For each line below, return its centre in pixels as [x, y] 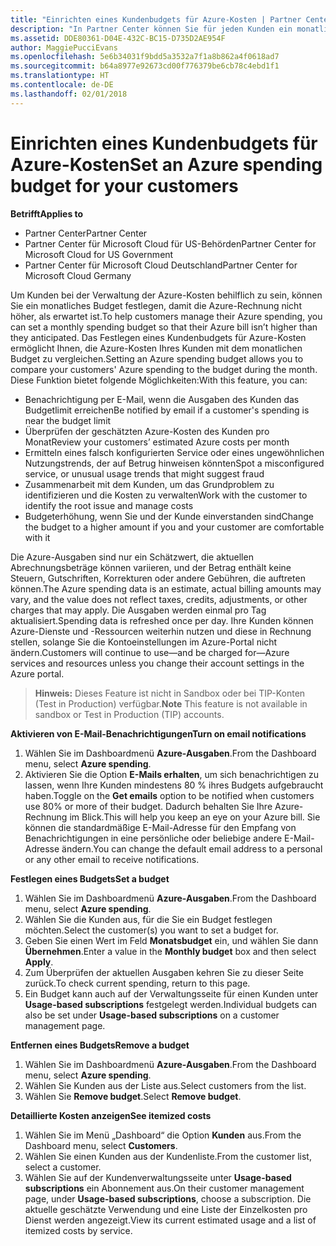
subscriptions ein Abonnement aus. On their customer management [164, 1188]
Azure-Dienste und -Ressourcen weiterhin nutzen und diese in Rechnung [161, 631]
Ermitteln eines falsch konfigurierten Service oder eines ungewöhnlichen [174, 452]
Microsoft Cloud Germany [78, 275]
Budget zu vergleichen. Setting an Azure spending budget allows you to [157, 358]
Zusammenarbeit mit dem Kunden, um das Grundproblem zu [149, 484]
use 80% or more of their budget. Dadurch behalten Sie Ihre [148, 806]
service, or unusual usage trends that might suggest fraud [144, 473]
